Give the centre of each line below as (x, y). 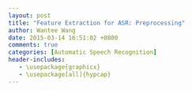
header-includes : (37, 60)
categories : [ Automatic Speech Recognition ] (83, 52)
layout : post (30, 15)
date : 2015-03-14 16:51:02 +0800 (63, 38)
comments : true (33, 45)
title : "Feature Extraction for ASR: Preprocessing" (97, 23)
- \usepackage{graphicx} (60, 67)
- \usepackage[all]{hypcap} (65, 74)
